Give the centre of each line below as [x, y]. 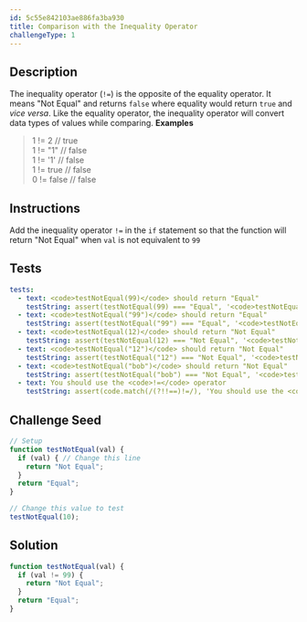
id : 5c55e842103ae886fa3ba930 [67, 18]
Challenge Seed [56, 420]
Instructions [45, 208]
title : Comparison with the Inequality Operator [104, 26]
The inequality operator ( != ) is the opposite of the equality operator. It [140, 94]
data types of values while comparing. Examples [101, 123]
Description [43, 72]
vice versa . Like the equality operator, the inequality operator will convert [147, 113]
